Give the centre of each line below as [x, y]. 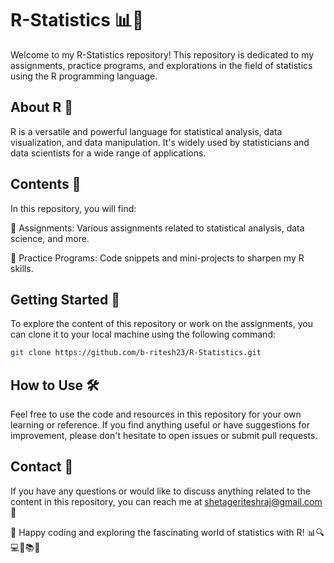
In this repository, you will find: [73, 208]
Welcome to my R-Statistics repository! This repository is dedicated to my [162, 54]
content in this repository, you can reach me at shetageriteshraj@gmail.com [166, 501]
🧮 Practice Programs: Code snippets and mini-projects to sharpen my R [157, 258]
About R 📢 [42, 107]
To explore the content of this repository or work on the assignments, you [161, 324]
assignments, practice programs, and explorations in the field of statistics [161, 65]
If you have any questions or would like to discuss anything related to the [160, 491]
